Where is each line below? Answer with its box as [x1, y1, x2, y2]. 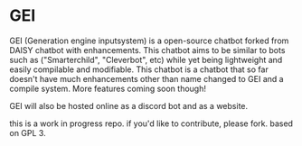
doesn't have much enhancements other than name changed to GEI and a [9, 73, 284, 84]
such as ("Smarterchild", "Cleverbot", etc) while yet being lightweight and [9, 54, 283, 65]
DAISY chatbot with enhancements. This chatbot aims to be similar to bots [9, 44, 286, 55]
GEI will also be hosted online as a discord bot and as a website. [9, 100, 249, 111]
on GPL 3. [9, 127, 47, 138]
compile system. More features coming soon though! [9, 83, 206, 94]
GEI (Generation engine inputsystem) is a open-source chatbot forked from [9, 35, 289, 46]
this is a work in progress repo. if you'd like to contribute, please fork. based [9, 118, 294, 129]
